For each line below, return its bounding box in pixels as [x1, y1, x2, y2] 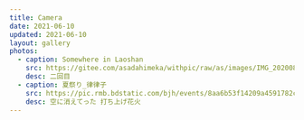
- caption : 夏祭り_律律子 [17, 80, 107, 89]
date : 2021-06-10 [9, 22, 75, 31]
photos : [9, 47, 39, 56]
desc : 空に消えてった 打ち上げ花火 [25, 97, 142, 106]
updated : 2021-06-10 [9, 30, 88, 39]
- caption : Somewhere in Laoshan [17, 55, 144, 64]
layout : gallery [9, 38, 71, 48]
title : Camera [9, 13, 63, 23]
